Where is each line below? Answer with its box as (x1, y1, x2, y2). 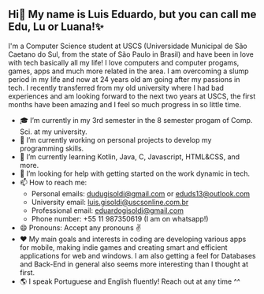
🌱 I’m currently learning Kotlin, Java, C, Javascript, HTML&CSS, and (19, 151, 240, 162)
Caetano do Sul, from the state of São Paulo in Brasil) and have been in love (8, 49, 254, 59)
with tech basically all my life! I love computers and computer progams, (8, 58, 240, 67)
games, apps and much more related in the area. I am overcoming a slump (8, 66, 250, 76)
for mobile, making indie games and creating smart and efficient (19, 242, 228, 252)
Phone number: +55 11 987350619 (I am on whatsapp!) (31, 214, 209, 223)
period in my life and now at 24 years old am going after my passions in (8, 74, 240, 84)
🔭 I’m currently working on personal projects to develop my (19, 135, 212, 144)
